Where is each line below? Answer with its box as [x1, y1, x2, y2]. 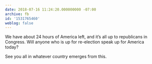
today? [5, 44, 19, 50]
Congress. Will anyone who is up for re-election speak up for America [5, 39, 144, 45]
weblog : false [5, 20, 34, 26]
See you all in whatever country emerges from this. [5, 54, 107, 60]
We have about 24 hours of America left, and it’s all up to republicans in [5, 34, 148, 40]
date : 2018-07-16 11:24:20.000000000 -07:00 [5, 7, 96, 12]
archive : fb [5, 12, 29, 16]
